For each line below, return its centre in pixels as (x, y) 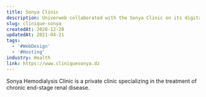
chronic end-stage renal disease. (48, 87)
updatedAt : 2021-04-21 (35, 35)
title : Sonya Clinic (33, 12)
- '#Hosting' (29, 52)
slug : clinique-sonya (34, 23)
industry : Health (29, 58)
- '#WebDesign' (31, 47)
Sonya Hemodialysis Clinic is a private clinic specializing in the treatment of (102, 81)
